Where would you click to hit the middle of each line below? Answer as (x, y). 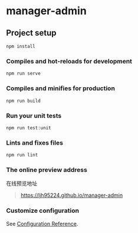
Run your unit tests (34, 116)
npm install (21, 46)
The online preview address (47, 170)
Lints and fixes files (35, 142)
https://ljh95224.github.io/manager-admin (71, 195)
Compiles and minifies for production (60, 88)
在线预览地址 (22, 183)
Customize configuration (43, 210)
